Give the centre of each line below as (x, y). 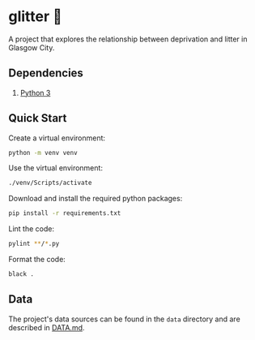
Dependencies (46, 73)
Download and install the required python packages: (96, 199)
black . (21, 274)
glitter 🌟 (35, 17)
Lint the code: (32, 229)
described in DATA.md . (47, 327)
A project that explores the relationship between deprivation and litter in (128, 39)
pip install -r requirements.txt (65, 213)
